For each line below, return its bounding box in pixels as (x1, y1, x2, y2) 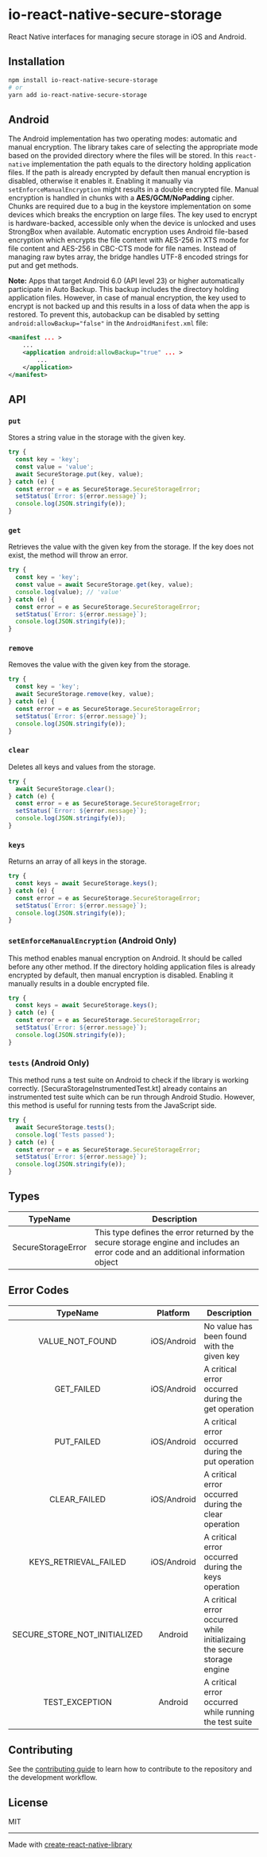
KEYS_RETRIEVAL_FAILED (29, 1556, 126, 1568)
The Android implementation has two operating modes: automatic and (8, 134, 238, 144)
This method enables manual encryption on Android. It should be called (8, 953, 242, 963)
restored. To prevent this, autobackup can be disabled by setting (8, 310, 220, 320)
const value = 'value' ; (15, 463, 94, 471)
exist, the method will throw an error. (8, 550, 129, 560)
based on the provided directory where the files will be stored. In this (8, 151, 234, 161)
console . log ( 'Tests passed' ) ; (15, 1131, 115, 1139)
